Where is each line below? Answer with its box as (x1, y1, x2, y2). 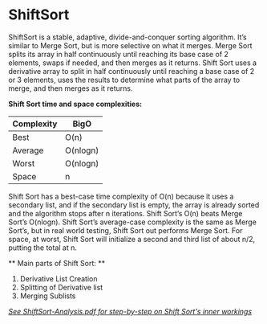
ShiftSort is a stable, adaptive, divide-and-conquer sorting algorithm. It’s (8, 32, 247, 42)
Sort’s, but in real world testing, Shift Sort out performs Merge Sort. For (8, 225, 243, 235)
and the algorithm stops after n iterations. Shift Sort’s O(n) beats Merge (8, 208, 243, 218)
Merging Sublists (19, 291, 76, 301)
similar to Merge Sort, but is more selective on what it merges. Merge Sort (8, 40, 253, 50)
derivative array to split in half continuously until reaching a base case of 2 (8, 66, 255, 76)
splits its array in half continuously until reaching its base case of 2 (8, 49, 229, 59)
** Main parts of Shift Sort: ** (8, 258, 106, 268)
